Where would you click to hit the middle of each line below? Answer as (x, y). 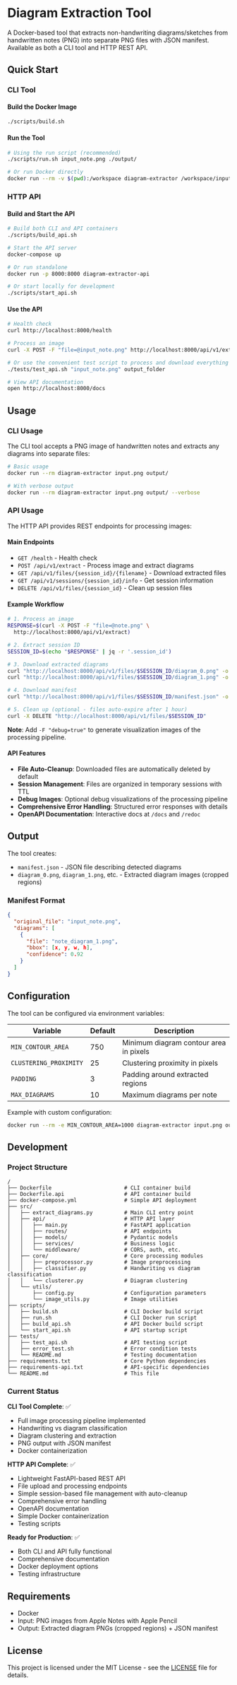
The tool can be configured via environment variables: (86, 1013)
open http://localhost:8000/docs (56, 389)
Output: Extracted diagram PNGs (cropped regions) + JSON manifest (118, 1628)
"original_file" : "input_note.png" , (67, 921)
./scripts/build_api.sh (42, 235)
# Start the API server (42, 248)
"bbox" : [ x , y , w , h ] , (59, 948)
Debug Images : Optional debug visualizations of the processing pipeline (122, 799)
